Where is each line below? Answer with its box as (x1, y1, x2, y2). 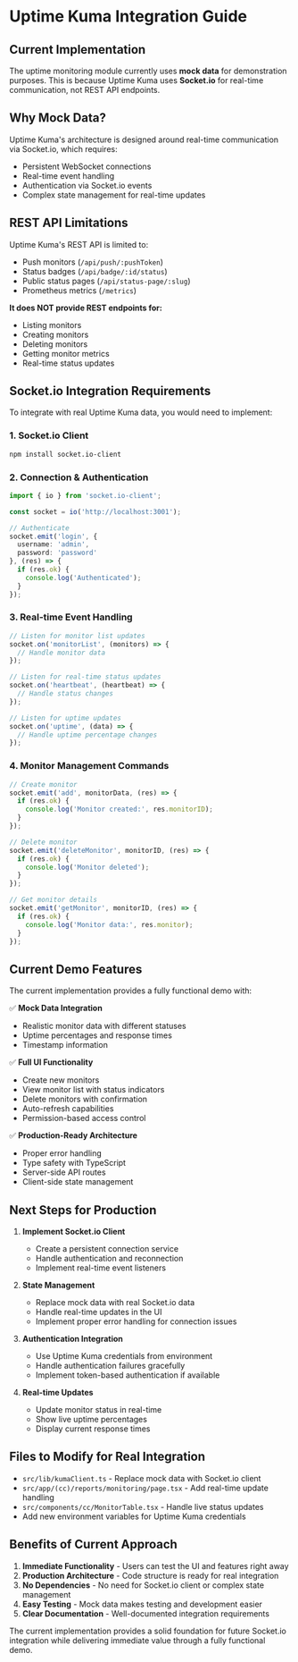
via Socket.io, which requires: (9, 143, 118, 154)
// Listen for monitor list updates (9, 631, 145, 640)
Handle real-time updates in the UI (35, 1307, 162, 1317)
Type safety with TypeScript (21, 1158, 127, 1168)
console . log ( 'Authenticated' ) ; (25, 573, 142, 582)
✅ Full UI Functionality (9, 1057, 94, 1067)
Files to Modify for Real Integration (9, 1449, 206, 1464)
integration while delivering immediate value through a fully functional (9, 1634, 266, 1646)
